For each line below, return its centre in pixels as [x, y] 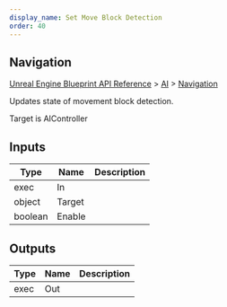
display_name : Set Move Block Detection [86, 18]
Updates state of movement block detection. [92, 101]
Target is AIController [48, 118]
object [27, 202]
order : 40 [28, 26]
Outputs [33, 248]
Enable [71, 216]
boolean [31, 216]
